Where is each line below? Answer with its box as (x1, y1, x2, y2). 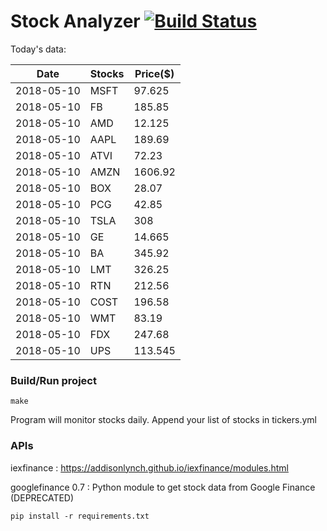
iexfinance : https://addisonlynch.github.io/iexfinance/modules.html (10, 461, 289, 474)
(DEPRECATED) (10, 491, 75, 504)
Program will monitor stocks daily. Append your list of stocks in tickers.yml (10, 414, 317, 426)
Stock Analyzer (10, 10, 141, 33)
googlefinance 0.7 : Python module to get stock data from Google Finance (10, 481, 316, 493)
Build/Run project (10, 373, 97, 387)
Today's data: (10, 43, 67, 55)
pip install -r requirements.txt (10, 511, 150, 521)
